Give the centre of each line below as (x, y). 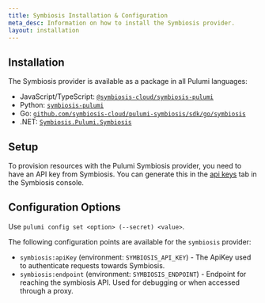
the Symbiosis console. (46, 182)
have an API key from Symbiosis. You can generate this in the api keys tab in (132, 174)
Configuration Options (64, 208)
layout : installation (44, 30)
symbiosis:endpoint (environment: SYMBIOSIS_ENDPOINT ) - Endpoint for (133, 274)
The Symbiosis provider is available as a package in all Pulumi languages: (128, 81)
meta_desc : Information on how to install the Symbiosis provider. (122, 23)
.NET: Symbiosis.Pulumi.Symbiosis (76, 122)
